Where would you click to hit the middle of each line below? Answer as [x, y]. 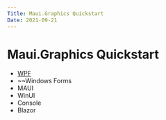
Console [29, 103]
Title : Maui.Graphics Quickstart [56, 14]
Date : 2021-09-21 [32, 20]
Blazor [26, 110]
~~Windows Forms [44, 81]
